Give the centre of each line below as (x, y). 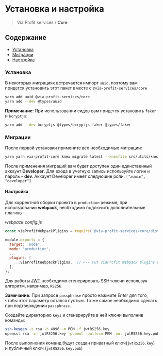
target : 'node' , (26, 244)
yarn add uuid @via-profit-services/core (48, 97)
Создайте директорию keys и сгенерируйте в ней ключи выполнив (74, 315)
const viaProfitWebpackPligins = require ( (49, 231)
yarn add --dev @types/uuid (33, 101)
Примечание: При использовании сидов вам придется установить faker (81, 111)
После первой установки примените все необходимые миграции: (73, 148)
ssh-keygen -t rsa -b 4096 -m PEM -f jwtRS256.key (57, 329)
